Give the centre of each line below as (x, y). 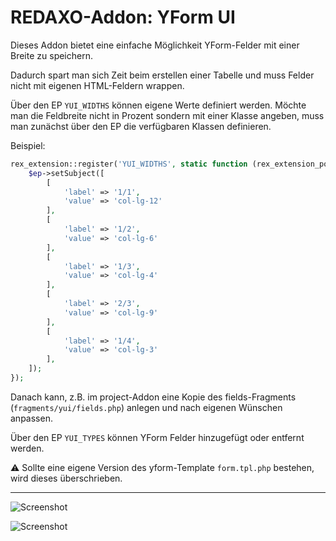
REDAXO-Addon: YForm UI (123, 17)
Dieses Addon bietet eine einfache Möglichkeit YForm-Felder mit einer (155, 45)
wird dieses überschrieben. (66, 478)
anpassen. (31, 418)
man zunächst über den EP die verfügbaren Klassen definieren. (141, 126)
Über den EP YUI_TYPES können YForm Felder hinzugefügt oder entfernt (157, 437)
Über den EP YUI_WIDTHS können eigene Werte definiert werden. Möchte (158, 105)
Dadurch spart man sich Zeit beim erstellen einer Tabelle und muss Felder (162, 75)
